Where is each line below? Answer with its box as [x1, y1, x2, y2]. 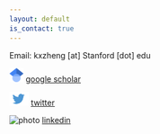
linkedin [41, 114, 71, 125]
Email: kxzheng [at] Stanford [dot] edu [9, 49, 151, 60]
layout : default [9, 14, 70, 23]
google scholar [25, 73, 81, 85]
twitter [31, 97, 56, 108]
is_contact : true [9, 23, 75, 33]
